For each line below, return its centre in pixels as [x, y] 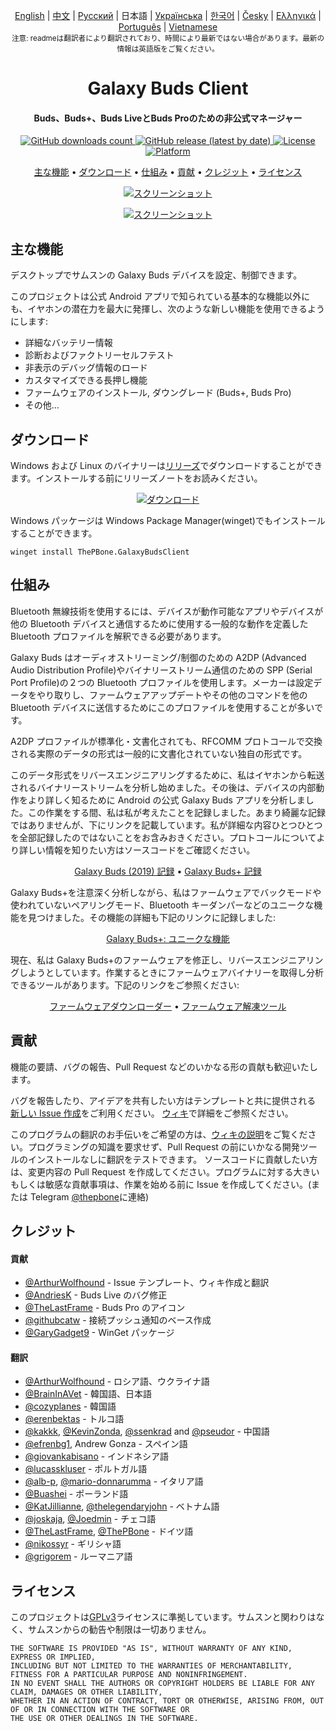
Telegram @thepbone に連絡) [89, 1196]
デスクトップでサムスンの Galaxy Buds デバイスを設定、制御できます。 [156, 275]
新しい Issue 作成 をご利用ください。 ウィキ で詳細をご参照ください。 [152, 1113]
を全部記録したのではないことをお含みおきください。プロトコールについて [163, 837]
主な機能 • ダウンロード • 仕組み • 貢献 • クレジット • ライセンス [168, 172]
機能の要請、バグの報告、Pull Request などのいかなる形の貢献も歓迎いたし [164, 1066]
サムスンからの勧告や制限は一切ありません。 [119, 1630]
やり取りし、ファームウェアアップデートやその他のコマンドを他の [172, 695]
